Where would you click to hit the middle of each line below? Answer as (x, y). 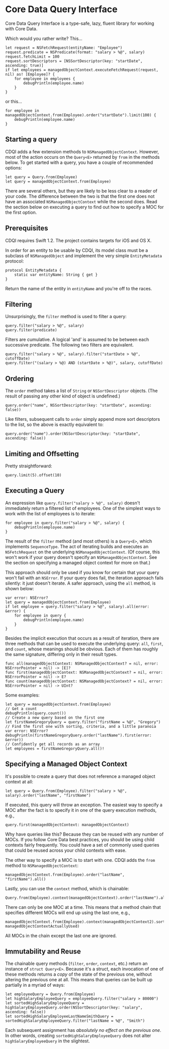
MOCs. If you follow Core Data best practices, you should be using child (80, 839)
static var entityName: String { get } (56, 275)
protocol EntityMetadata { (33, 270)
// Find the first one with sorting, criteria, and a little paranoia (81, 726)
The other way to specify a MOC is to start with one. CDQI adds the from (80, 860)
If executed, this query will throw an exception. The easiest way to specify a (84, 805)
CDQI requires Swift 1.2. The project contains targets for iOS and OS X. (78, 240)
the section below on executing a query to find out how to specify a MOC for (84, 207)
